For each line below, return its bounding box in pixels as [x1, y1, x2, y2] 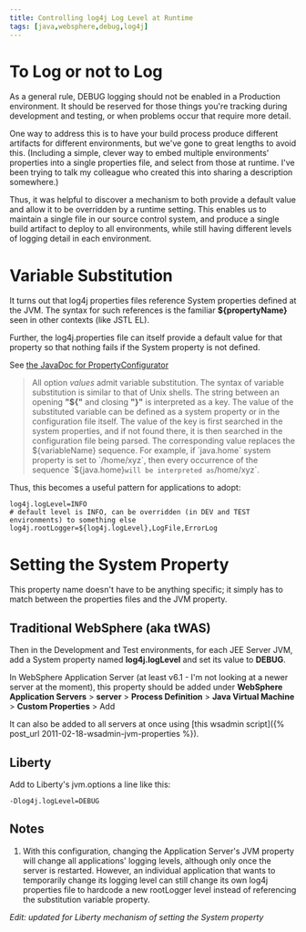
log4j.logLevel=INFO [9, 500, 88, 509]
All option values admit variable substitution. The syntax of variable [31, 378, 285, 388]
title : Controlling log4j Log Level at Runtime [9, 13, 194, 23]
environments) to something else [9, 516, 137, 525]
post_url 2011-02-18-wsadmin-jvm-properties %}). [9, 729, 199, 740]
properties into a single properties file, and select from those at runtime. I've [9, 157, 295, 169]
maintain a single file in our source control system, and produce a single [9, 213, 280, 224]
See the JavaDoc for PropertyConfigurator [9, 359, 169, 370]
